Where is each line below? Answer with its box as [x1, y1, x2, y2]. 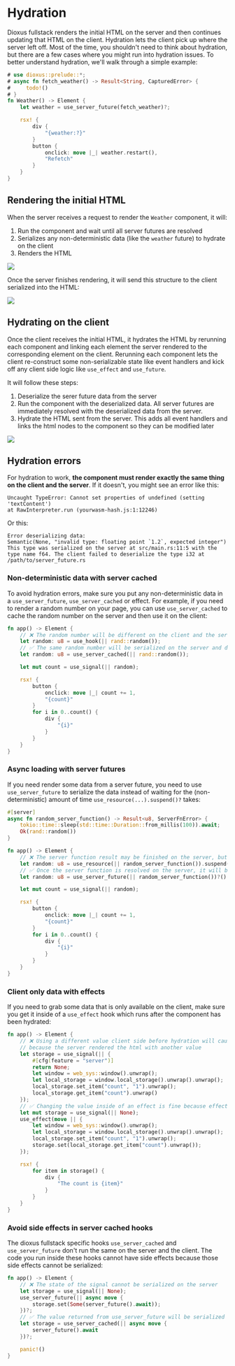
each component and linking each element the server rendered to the [7, 342, 208, 351]
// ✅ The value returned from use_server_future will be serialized [20, 1314, 225, 1321]
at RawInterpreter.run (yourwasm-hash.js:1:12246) [7, 507, 158, 514]
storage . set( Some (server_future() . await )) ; [32, 1300, 161, 1308]
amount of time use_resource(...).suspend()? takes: [48, 795, 201, 803]
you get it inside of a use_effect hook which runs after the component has [7, 1010, 222, 1019]
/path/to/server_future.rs [7, 557, 86, 564]
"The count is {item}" [57, 1181, 124, 1188]
